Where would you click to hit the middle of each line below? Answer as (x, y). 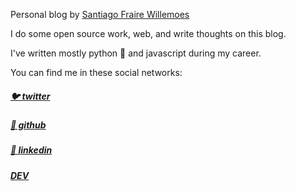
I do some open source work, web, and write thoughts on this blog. (148, 33)
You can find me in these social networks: (96, 72)
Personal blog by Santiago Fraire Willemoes (100, 14)
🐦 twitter (30, 96)
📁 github (28, 125)
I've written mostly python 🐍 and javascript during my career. (136, 53)
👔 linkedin (31, 150)
